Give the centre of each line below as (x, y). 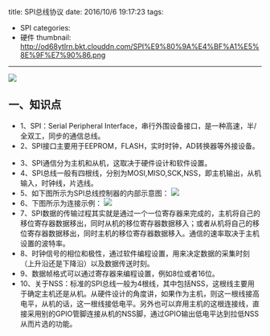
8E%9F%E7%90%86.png (63, 55)
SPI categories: (45, 28)
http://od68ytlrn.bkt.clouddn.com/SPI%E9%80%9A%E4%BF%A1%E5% (139, 46)
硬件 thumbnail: (45, 37)
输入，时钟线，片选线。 (59, 182)
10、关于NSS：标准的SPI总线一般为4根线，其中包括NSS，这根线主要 (134, 283)
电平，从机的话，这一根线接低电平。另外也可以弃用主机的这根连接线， (136, 303)
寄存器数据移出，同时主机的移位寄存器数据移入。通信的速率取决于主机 (143, 233)
